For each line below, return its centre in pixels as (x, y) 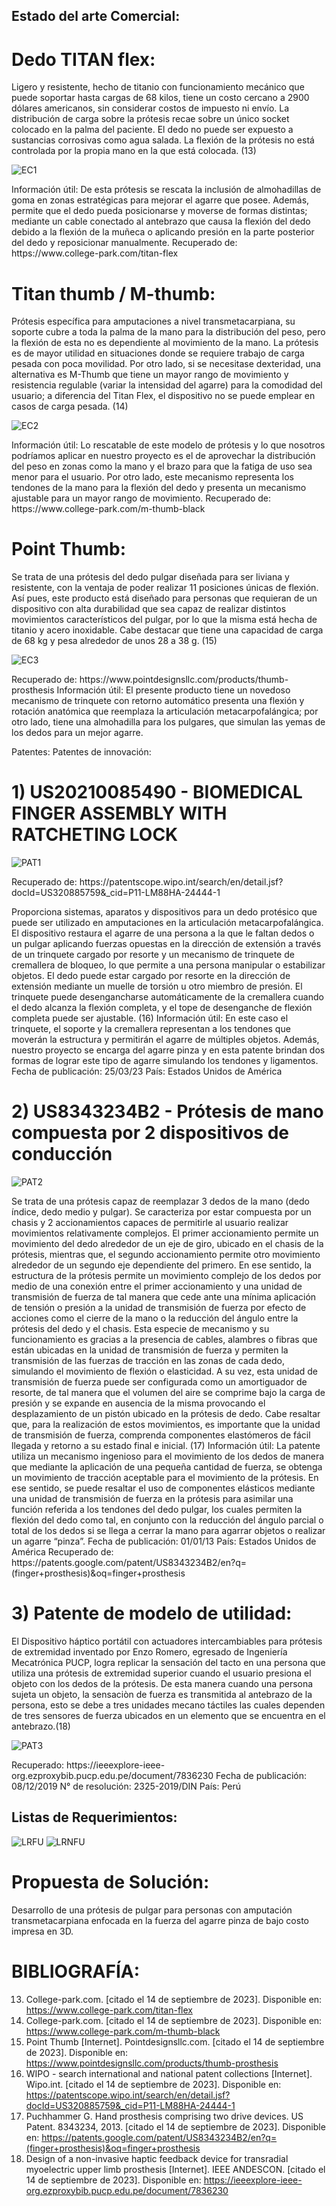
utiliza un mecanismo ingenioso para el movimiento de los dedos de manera (168, 1456)
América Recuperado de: (62, 1552)
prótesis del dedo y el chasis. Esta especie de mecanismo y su (140, 1329)
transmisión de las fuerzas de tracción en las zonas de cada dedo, (148, 1361)
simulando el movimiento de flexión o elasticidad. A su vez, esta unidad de (165, 1371)
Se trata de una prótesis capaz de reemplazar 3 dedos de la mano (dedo (160, 1201)
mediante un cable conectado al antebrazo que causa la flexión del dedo (161, 221)
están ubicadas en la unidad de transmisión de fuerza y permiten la (150, 1350)
